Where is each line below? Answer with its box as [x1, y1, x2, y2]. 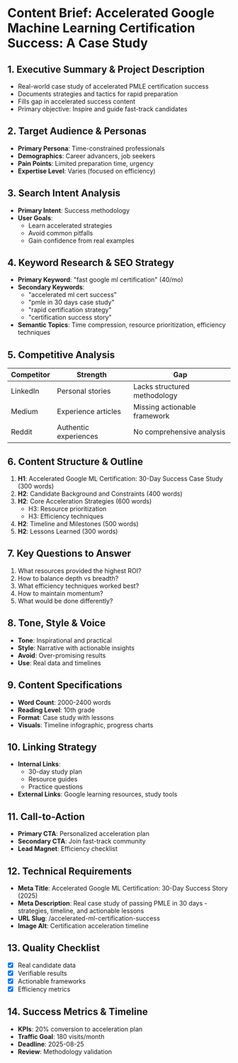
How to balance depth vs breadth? [17, 574, 119, 582]
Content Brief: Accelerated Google [7, 5, 215, 21]
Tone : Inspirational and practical [17, 636, 112, 645]
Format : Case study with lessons [17, 713, 115, 721]
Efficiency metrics [17, 984, 71, 994]
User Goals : [17, 213, 53, 222]
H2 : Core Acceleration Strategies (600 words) [17, 497, 152, 506]
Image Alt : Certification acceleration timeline [17, 921, 149, 930]
